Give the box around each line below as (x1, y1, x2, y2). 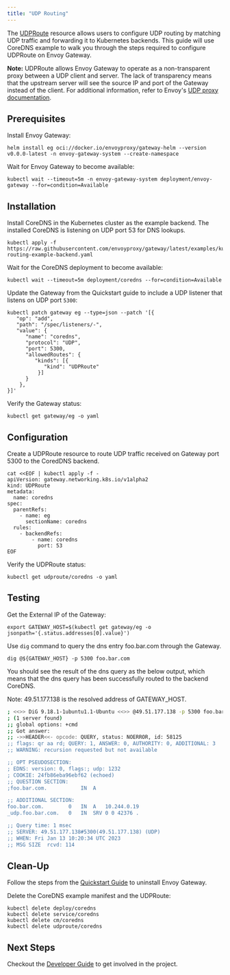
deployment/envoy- (159, 176, 213, 183)
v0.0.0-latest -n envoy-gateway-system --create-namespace (7, 150, 179, 158)
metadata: (7, 488, 36, 495)
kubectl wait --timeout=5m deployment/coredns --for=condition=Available (7, 277, 222, 284)
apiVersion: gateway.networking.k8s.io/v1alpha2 (7, 477, 149, 483)
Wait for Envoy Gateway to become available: (7, 163, 135, 171)
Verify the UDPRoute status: (7, 560, 86, 569)
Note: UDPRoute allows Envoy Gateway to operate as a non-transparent (7, 64, 210, 72)
